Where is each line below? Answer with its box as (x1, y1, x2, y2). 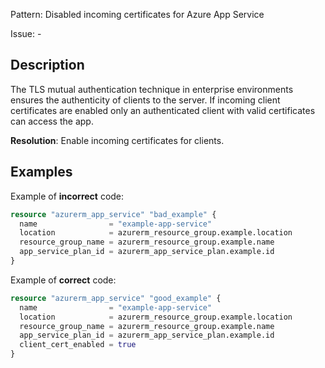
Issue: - (10, 28, 42, 39)
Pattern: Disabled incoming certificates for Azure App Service (10, 9, 265, 20)
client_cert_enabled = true (19, 340, 137, 350)
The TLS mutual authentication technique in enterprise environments (10, 83, 294, 95)
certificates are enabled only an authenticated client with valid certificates (10, 104, 316, 116)
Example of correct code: (10, 274, 117, 286)
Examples (10, 164, 73, 181)
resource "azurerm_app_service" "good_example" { (10, 293, 222, 303)
